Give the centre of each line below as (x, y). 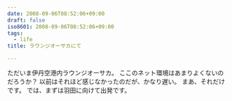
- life (23, 40)
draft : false (26, 20)
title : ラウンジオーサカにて (45, 46)
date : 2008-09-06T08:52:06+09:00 (56, 14)
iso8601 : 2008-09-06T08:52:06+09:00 (61, 26)
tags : (15, 33)
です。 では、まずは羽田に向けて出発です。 (69, 90)
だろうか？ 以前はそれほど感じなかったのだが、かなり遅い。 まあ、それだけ (116, 81)
